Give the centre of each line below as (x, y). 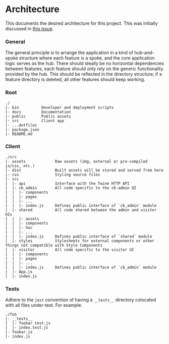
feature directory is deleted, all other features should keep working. (75, 80)
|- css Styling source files (53, 175)
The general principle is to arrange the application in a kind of (69, 53)
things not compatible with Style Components (54, 245)
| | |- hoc (19, 227)
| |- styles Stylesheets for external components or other (80, 241)
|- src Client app (35, 121)
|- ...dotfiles (21, 125)
